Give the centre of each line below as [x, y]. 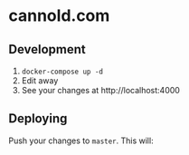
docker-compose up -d [62, 72]
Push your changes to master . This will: [81, 140]
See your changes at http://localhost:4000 [100, 90]
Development [47, 49]
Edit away [40, 81]
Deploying [38, 119]
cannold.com [59, 16]
